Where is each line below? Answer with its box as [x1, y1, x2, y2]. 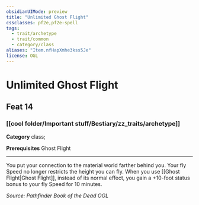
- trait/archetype [11, 31, 57, 37]
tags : [6, 25, 20, 31]
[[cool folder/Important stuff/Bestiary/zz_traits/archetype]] [6, 120, 181, 128]
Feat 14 [6, 102, 34, 112]
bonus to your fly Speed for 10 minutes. [6, 180, 102, 187]
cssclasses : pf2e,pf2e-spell [6, 20, 78, 25]
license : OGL [6, 53, 38, 59]
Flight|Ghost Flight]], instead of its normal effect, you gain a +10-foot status [6, 174, 191, 181]
